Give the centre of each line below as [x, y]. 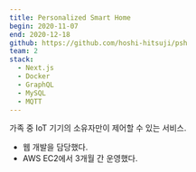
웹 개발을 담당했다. [55, 147]
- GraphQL [36, 85]
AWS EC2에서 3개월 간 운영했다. [80, 158]
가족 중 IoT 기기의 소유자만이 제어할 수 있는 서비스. [98, 128]
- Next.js [36, 68]
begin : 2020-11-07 [44, 26]
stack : [22, 59]
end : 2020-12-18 [40, 34]
